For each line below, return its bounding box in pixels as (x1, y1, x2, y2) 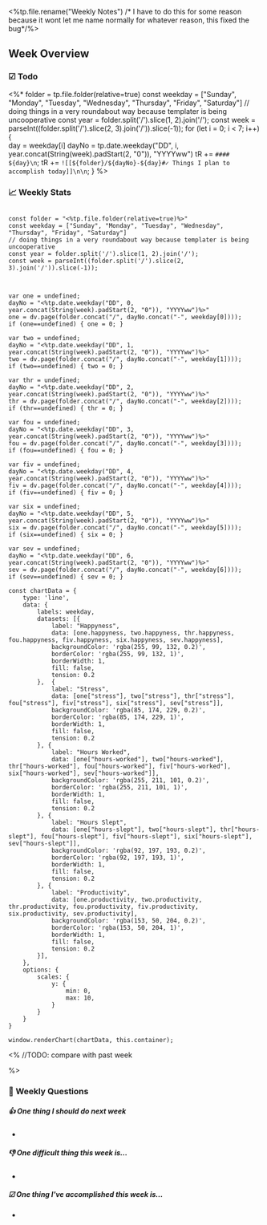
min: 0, (65, 987, 91, 995)
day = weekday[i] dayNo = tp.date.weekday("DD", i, (8, 140, 179, 150)
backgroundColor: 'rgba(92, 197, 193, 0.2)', (51, 846, 206, 854)
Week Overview (8, 47, 90, 61)
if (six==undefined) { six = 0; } (8, 530, 124, 538)
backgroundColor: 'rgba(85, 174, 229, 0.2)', (51, 706, 206, 714)
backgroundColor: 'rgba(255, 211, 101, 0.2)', (51, 776, 210, 785)
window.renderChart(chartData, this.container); (8, 1036, 174, 1044)
